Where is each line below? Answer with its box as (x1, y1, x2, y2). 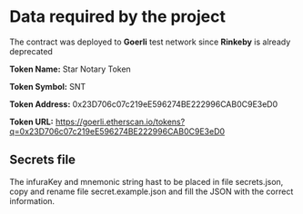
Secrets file (9, 152, 76, 168)
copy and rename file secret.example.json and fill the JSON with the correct (9, 186, 294, 197)
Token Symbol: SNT (9, 81, 86, 92)
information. (9, 195, 56, 206)
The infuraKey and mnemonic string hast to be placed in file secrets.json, (9, 176, 284, 187)
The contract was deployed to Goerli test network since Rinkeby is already (9, 36, 291, 47)
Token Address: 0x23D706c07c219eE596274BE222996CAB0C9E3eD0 (9, 98, 278, 110)
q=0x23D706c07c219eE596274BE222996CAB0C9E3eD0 (9, 125, 226, 137)
